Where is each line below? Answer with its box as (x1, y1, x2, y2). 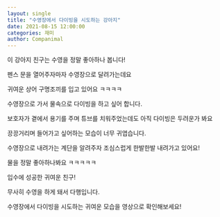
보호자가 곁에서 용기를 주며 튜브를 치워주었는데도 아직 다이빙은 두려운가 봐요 (7, 115, 213, 123)
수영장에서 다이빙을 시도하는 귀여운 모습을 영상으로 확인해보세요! (7, 202, 182, 211)
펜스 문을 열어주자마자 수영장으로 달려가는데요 (7, 70, 132, 79)
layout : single (7, 10, 51, 17)
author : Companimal (7, 36, 64, 43)
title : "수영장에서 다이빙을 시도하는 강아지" (7, 17, 121, 23)
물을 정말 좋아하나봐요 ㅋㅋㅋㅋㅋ (7, 158, 97, 167)
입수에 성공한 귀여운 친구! (7, 173, 76, 182)
